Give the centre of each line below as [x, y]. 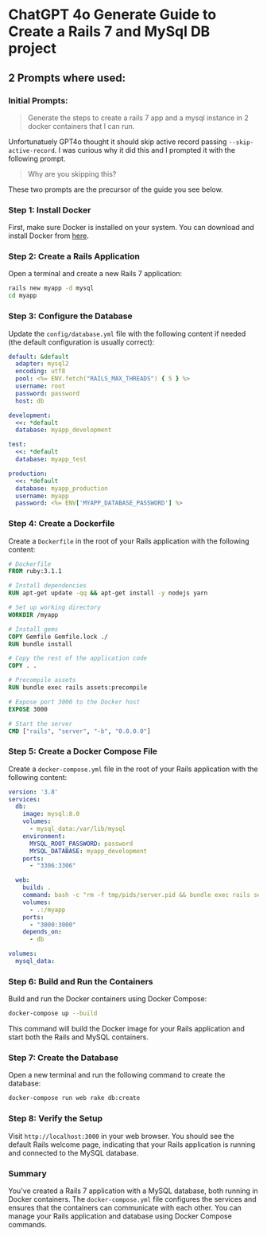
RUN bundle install [41, 644]
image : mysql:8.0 [51, 814]
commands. [28, 1224]
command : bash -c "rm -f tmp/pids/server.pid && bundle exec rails [136, 895]
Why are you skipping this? [72, 174]
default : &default [39, 357]
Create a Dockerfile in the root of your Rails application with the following [129, 541]
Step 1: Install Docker [50, 210]
